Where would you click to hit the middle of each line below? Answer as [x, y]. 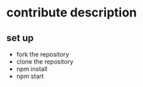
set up [20, 38]
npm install [32, 69]
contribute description [72, 13]
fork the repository [43, 54]
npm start [30, 76]
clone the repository [45, 62]
